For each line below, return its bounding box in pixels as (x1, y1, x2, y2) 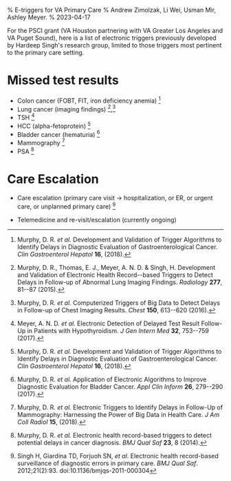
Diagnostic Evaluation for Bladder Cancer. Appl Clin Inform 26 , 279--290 (16, 383, 223, 391)
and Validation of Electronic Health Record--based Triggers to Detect (16, 271, 213, 279)
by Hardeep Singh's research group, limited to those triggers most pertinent (7, 41, 222, 49)
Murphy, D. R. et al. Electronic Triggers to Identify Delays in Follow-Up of (16, 403, 223, 411)
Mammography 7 (16, 138, 65, 147)
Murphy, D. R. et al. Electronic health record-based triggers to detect (16, 431, 212, 440)
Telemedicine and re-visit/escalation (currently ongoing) (16, 216, 177, 224)
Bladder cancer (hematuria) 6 (16, 129, 100, 138)
